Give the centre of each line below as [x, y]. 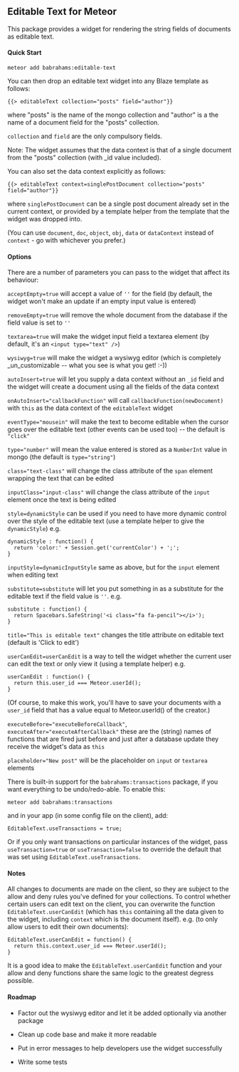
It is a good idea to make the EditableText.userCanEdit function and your [115, 966]
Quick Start [25, 53]
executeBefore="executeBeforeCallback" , [67, 724]
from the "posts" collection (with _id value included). [84, 158]
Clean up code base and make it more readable [87, 1034]
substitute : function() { [47, 609]
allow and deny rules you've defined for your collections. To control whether [119, 897]
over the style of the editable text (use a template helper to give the [106, 521]
